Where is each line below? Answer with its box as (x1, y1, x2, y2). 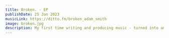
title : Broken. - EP (5, 7, 49, 12)
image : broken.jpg (5, 21, 44, 26)
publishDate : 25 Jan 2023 (5, 12, 59, 17)
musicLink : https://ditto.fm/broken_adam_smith (5, 16, 107, 21)
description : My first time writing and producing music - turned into (5, 26, 158, 31)
